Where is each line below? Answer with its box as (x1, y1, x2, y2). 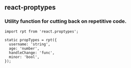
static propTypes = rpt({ (4, 37, 57, 42)
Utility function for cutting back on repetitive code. (4, 18, 127, 25)
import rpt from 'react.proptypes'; (4, 29, 79, 34)
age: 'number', (9, 46, 40, 51)
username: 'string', (9, 42, 50, 47)
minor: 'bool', (9, 54, 40, 59)
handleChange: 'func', (9, 50, 55, 55)
